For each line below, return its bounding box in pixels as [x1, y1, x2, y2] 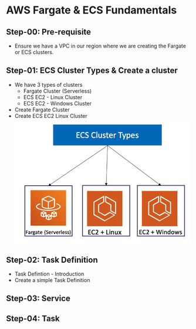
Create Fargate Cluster [14, 106, 70, 113]
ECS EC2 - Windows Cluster [23, 100, 92, 107]
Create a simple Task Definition [14, 277, 90, 284]
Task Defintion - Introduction [14, 270, 85, 277]
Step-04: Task [6, 313, 60, 323]
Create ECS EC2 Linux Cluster [14, 112, 88, 119]
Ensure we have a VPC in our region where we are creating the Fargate [14, 42, 187, 49]
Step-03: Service [6, 294, 70, 304]
